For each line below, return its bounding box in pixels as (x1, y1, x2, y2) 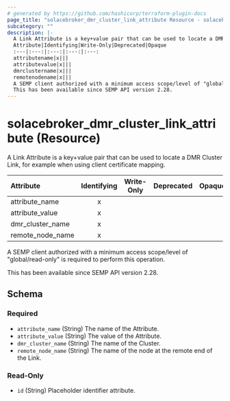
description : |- (7, 29, 53, 36)
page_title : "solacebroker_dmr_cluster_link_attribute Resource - (7, 16, 201, 23)
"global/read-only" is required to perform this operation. (7, 255, 166, 264)
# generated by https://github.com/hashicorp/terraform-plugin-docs (7, 10, 207, 17)
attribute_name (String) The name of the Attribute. (16, 324, 159, 332)
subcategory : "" (7, 23, 53, 29)
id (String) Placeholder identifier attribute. (16, 387, 136, 395)
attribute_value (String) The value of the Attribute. (16, 332, 162, 340)
